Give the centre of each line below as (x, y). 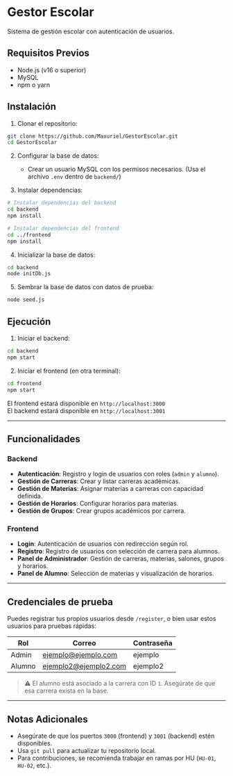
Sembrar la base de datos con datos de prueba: (85, 287)
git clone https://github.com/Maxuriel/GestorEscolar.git (93, 136)
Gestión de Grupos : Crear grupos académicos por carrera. (101, 511)
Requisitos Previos (49, 53)
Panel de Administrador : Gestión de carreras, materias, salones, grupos (120, 559)
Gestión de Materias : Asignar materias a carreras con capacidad (110, 489)
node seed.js (26, 300)
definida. (30, 496)
